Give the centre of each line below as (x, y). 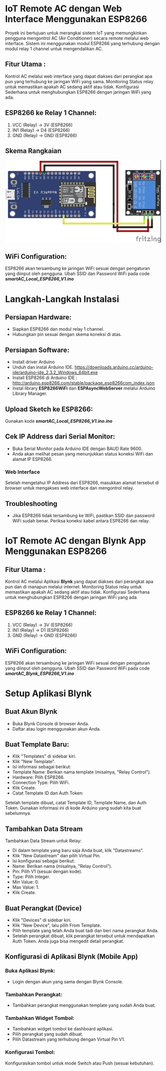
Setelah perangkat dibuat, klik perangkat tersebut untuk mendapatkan (83, 936)
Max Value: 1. (26, 887)
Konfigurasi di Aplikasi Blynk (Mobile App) (72, 957)
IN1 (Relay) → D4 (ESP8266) (41, 130)
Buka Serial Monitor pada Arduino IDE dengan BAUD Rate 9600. (77, 449)
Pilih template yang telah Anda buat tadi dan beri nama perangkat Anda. (85, 931)
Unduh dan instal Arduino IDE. (43, 367)
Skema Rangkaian (33, 151)
